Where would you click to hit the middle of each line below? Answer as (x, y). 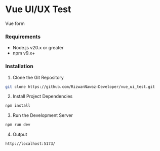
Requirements (23, 37)
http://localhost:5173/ (30, 144)
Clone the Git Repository (38, 77)
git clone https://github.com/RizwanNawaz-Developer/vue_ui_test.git (80, 87)
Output (20, 134)
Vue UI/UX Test (38, 9)
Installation (19, 66)
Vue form (15, 23)
